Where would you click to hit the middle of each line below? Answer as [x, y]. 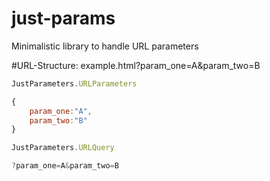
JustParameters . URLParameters [74, 83]
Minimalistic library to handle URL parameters [105, 46]
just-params [63, 18]
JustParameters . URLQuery [63, 148]
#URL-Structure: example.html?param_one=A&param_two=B [136, 65]
